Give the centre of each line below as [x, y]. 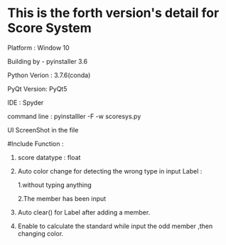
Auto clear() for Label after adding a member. [84, 212]
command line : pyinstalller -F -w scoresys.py [74, 116]
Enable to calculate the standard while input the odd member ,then [115, 226]
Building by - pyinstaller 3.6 [48, 61]
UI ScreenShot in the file [43, 130]
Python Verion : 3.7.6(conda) [49, 75]
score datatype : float [49, 157]
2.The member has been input [62, 198]
